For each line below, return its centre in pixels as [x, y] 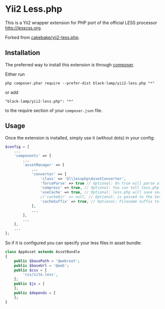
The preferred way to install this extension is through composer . [70, 64]
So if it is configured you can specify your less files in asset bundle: [73, 243]
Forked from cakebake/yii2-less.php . [42, 37]
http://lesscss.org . [24, 28]
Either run [15, 74]
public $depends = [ [35, 293]
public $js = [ [29, 284]
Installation [23, 53]
